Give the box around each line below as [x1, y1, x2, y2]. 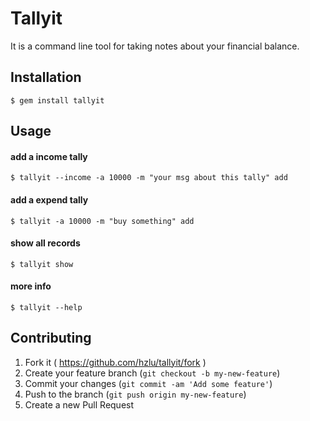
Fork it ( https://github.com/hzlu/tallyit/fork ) [24, 356, 207, 368]
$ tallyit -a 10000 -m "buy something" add [10, 216, 195, 226]
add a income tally [10, 150, 88, 162]
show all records [10, 237, 81, 249]
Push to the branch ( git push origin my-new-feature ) [24, 388, 247, 400]
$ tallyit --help [10, 302, 83, 312]
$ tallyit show [10, 259, 74, 269]
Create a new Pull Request [24, 398, 135, 411]
